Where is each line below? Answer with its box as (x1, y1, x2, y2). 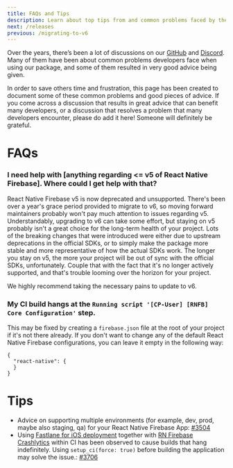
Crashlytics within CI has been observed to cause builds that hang (17, 438, 207, 446)
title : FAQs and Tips (7, 10, 70, 17)
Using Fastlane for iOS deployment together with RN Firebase (17, 431, 193, 439)
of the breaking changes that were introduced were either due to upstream (7, 231, 221, 240)
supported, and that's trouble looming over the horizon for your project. (7, 268, 212, 276)
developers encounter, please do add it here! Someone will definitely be (7, 114, 213, 122)
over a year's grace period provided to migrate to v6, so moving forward (7, 202, 214, 210)
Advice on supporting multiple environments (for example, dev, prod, (17, 416, 214, 424)
